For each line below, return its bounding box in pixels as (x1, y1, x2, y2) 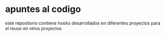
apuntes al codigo (5, 3, 81, 15)
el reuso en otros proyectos (5, 25, 62, 31)
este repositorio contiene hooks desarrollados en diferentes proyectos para (5, 20, 161, 26)
